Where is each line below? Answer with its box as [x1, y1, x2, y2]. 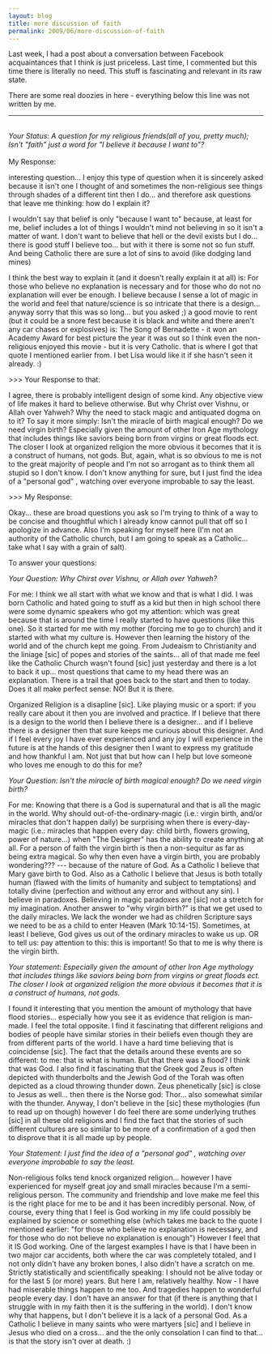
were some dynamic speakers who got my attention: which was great [8, 607, 240, 617]
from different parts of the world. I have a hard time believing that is [8, 1038, 234, 1048]
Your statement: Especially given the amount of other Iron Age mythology [8, 962, 254, 972]
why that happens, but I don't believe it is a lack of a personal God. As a [8, 1310, 248, 1321]
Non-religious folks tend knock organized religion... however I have [8, 1172, 232, 1183]
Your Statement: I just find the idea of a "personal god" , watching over [8, 1148, 246, 1159]
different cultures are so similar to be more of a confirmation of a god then [8, 1124, 257, 1134]
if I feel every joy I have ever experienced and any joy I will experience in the [8, 734, 263, 744]
